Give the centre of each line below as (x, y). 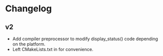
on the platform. (29, 44)
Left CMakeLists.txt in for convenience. (53, 49)
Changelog (28, 9)
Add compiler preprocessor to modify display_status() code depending (85, 39)
